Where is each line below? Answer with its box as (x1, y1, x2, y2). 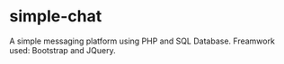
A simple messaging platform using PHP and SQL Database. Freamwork (9, 36, 276, 46)
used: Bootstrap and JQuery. (9, 44, 116, 55)
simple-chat (9, 6, 102, 27)
